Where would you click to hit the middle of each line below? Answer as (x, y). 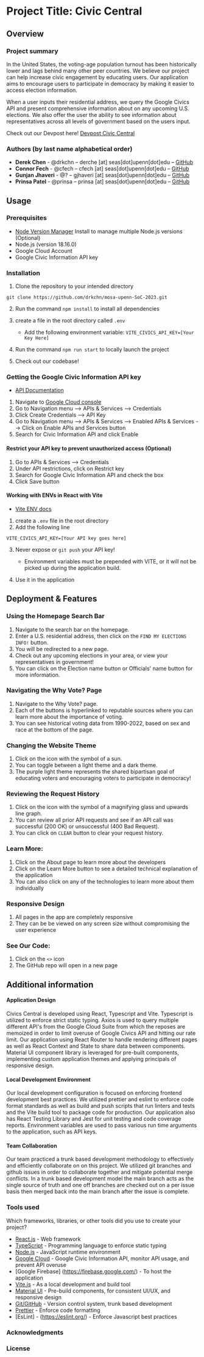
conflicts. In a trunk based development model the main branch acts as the (100, 1179)
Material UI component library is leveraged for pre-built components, (93, 1052)
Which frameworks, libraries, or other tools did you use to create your (93, 1221)
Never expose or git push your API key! (65, 549)
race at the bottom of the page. (54, 730)
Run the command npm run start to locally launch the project (92, 350)
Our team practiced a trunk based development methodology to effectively (100, 1159)
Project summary (33, 51)
